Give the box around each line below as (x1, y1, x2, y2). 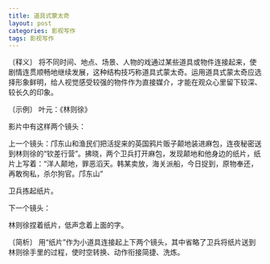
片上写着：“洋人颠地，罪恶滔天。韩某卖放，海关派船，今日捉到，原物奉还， (8, 159, 259, 169)
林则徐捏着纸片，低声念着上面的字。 (8, 221, 129, 230)
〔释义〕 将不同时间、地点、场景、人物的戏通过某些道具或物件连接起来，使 (8, 57, 257, 67)
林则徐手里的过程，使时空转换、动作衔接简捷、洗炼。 (8, 247, 185, 258)
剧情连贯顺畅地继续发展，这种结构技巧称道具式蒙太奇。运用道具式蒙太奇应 (8, 68, 255, 77)
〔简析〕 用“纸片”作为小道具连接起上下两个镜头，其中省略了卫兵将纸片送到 (8, 237, 256, 247)
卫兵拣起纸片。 (8, 186, 58, 196)
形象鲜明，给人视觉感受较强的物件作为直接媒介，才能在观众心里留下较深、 (14, 77, 262, 87)
